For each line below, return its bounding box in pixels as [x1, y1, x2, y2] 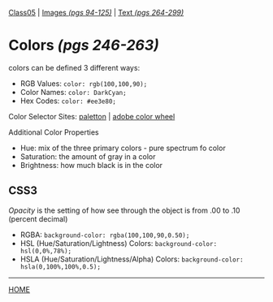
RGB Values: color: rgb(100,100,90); [19, 78, 148, 88]
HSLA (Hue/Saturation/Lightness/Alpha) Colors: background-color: [19, 254, 244, 264]
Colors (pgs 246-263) [8, 37, 160, 54]
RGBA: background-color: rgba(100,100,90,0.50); [19, 230, 190, 239]
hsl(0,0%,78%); [19, 247, 72, 255]
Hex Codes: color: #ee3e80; [19, 96, 116, 106]
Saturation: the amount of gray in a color [19, 151, 156, 162]
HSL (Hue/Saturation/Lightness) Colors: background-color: [19, 238, 218, 248]
